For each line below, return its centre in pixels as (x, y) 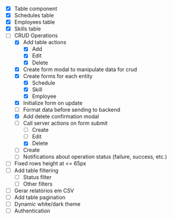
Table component (36, 9)
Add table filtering (36, 170)
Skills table (27, 29)
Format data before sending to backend (72, 109)
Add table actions (45, 42)
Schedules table (34, 16)
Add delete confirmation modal (61, 116)
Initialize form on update (53, 103)
